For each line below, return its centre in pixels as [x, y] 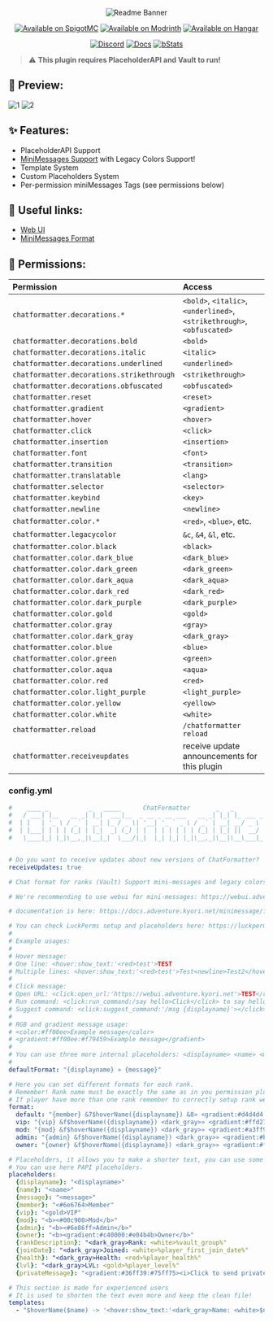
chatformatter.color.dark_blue [73, 558]
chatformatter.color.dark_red [71, 591]
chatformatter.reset [52, 397]
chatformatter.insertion [61, 442]
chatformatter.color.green [65, 659]
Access [197, 287]
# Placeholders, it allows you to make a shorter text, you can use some [136, 1159]
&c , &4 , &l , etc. [209, 534]
